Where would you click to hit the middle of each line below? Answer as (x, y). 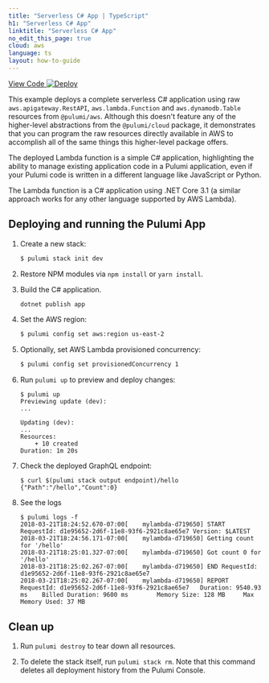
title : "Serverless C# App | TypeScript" (79, 16)
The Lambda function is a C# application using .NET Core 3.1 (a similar (124, 190)
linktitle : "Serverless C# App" (62, 31)
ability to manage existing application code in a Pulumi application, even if (130, 166)
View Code (26, 83)
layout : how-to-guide (45, 61)
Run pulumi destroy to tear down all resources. (98, 646)
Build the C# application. (61, 289)
